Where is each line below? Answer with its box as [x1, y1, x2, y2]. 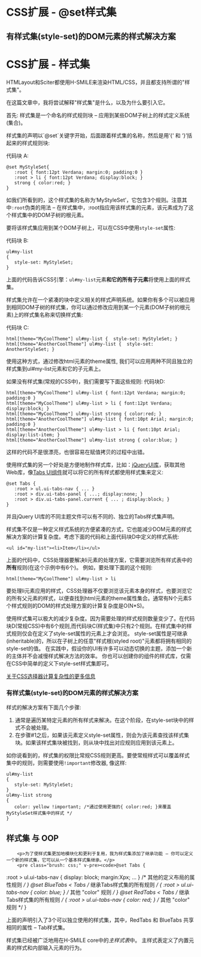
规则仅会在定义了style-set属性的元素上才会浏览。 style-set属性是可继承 [11, 629, 188, 637]
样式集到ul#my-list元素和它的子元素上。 [6, 365, 105, 372]
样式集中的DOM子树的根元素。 [11, 211, 87, 218]
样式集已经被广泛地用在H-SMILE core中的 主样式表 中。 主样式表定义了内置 [6, 937, 190, 944]
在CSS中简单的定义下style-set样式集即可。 [6, 659, 112, 667]
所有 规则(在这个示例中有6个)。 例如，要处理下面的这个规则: [6, 563, 153, 571]
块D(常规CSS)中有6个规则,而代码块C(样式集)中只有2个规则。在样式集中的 [6, 622, 187, 629]
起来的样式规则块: [6, 139, 50, 146]
